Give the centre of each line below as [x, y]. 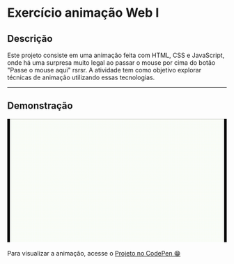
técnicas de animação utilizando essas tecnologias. [81, 77]
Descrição [30, 39]
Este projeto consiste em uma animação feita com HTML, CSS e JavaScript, [116, 55]
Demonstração [40, 106]
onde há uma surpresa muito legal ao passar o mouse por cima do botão [111, 63]
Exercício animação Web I [83, 13]
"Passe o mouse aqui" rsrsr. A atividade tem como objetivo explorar [104, 70]
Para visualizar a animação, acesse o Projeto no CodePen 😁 [94, 254]
